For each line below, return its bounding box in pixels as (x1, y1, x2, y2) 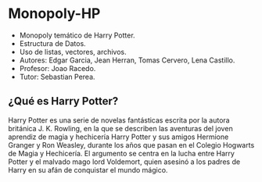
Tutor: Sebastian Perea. (19, 72, 95, 81)
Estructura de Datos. (19, 38, 86, 48)
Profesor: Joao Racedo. (19, 63, 96, 73)
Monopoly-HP (8, 5, 101, 23)
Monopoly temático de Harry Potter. (19, 30, 135, 40)
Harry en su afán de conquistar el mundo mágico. (8, 165, 168, 174)
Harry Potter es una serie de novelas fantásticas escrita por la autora (8, 115, 230, 125)
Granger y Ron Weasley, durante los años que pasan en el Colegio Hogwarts (8, 140, 255, 149)
